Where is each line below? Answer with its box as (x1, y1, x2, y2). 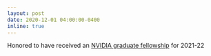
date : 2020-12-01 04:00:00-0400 (7, 16, 100, 23)
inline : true (7, 23, 45, 29)
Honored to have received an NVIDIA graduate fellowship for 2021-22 (7, 42, 205, 50)
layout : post (7, 10, 45, 17)
